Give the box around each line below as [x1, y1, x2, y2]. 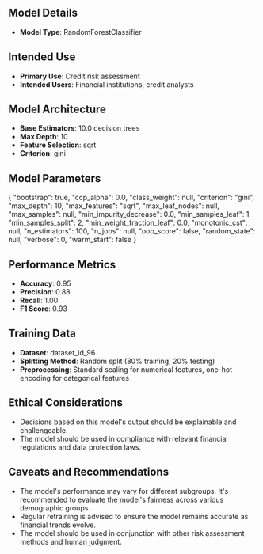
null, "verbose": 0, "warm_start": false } [8, 235, 137, 245]
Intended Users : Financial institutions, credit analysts [19, 79, 194, 89]
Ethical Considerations [8, 396, 123, 410]
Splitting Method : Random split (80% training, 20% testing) [19, 356, 215, 366]
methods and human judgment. [19, 537, 123, 546]
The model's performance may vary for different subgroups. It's [19, 486, 229, 495]
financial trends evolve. [19, 520, 97, 529]
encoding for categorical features [19, 373, 129, 382]
